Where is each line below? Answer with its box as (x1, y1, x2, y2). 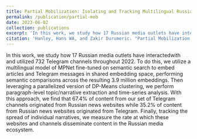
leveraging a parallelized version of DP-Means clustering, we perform (6, 83, 174, 89)
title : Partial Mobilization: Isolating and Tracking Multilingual (6, 8, 175, 15)
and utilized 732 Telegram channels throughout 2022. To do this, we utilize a (6, 58, 191, 65)
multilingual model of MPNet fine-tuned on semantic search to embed (6, 64, 175, 71)
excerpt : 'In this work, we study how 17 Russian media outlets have (6, 30, 180, 36)
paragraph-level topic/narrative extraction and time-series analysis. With (6, 89, 182, 96)
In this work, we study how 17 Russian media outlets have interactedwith (6, 52, 181, 58)
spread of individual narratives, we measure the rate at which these (6, 114, 169, 120)
